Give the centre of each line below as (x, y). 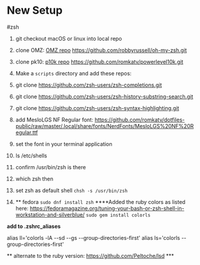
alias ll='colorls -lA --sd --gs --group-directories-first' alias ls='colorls (93, 237)
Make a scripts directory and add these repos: (73, 73)
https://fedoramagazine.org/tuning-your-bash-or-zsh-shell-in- (107, 208)
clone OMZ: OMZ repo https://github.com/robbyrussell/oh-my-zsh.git (101, 50)
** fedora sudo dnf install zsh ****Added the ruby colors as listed (100, 202)
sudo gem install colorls (118, 215)
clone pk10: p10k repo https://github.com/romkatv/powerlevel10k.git (99, 62)
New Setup (35, 10)
